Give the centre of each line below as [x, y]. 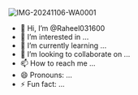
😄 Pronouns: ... [46, 75]
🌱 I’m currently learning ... [63, 45]
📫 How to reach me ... [58, 63]
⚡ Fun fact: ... [42, 84]
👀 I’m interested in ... [54, 37]
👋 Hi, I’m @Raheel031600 [63, 28]
